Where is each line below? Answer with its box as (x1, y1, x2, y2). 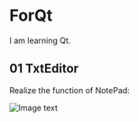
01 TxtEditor (9, 61, 79, 76)
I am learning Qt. (9, 35, 71, 46)
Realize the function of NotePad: (9, 84, 131, 95)
